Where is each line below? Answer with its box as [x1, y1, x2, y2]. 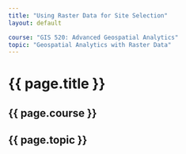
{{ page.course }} [8, 106, 97, 120]
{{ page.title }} [8, 75, 106, 93]
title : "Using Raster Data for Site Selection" [8, 11, 169, 20]
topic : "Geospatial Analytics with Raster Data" [8, 40, 172, 48]
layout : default [8, 19, 62, 27]
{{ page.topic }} [8, 133, 88, 147]
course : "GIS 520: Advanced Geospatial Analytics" [8, 33, 179, 41]
